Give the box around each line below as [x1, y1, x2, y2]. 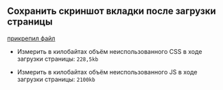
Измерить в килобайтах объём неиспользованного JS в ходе [16, 67, 198, 76]
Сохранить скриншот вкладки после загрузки [7, 5, 216, 17]
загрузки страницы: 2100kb [16, 75, 95, 83]
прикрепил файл [7, 34, 56, 42]
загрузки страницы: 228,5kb [16, 55, 99, 63]
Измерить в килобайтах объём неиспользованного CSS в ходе [16, 47, 202, 55]
